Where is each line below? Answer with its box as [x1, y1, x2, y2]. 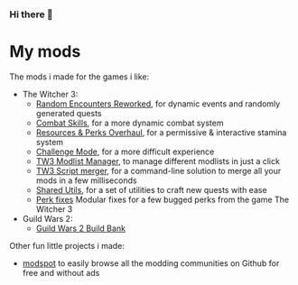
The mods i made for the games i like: [9, 71, 150, 82]
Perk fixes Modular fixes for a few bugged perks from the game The [35, 194, 290, 205]
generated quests [35, 107, 102, 118]
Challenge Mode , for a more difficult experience [35, 146, 215, 157]
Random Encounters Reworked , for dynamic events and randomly [35, 98, 281, 109]
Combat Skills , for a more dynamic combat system [35, 117, 224, 128]
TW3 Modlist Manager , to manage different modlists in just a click [35, 155, 280, 166]
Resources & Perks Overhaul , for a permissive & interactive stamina [35, 126, 287, 138]
